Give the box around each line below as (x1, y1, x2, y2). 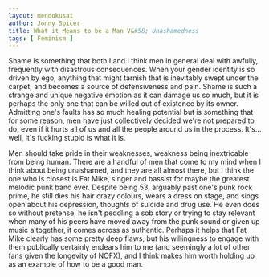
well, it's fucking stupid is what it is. (8, 133, 126, 143)
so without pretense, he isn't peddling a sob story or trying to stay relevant (8, 208, 255, 218)
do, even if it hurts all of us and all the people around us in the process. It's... (8, 124, 262, 134)
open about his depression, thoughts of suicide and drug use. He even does (8, 200, 260, 210)
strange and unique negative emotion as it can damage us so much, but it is (8, 90, 259, 100)
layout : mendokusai (8, 11, 74, 20)
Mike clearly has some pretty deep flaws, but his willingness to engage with (8, 234, 259, 243)
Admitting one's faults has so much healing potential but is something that (8, 108, 254, 117)
